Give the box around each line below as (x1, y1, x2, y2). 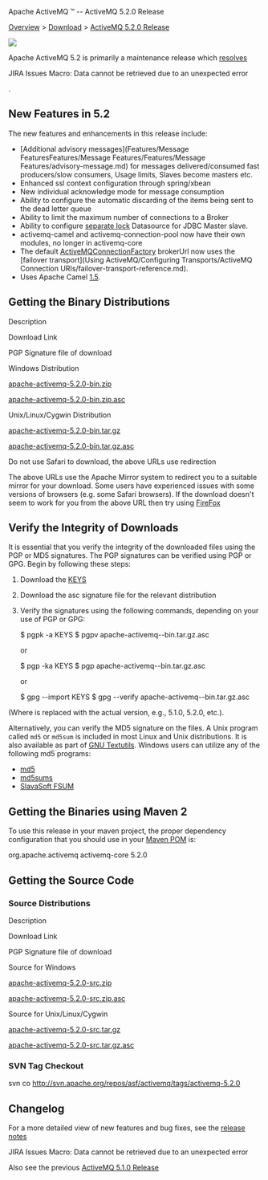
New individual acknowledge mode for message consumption (19, 186, 225, 196)
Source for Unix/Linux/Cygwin (8, 1009, 108, 1019)
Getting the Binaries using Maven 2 (8, 804, 188, 818)
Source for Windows (8, 962, 76, 972)
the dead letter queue (19, 204, 92, 214)
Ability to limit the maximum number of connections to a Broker (19, 212, 229, 222)
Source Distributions (8, 897, 91, 909)
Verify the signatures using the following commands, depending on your (19, 606, 259, 616)
